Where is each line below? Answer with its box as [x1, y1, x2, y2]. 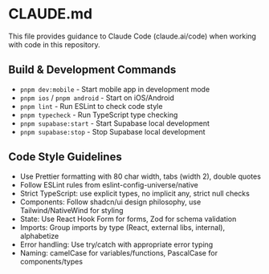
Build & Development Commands [8, 63, 177, 77]
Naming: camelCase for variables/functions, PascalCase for [19, 248, 218, 257]
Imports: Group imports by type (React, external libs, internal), [19, 222, 226, 232]
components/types [19, 256, 83, 266]
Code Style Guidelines [8, 150, 122, 164]
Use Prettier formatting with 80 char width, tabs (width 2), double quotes [19, 171, 261, 181]
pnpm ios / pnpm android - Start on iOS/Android [19, 93, 175, 103]
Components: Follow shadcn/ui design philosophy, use [19, 197, 202, 207]
